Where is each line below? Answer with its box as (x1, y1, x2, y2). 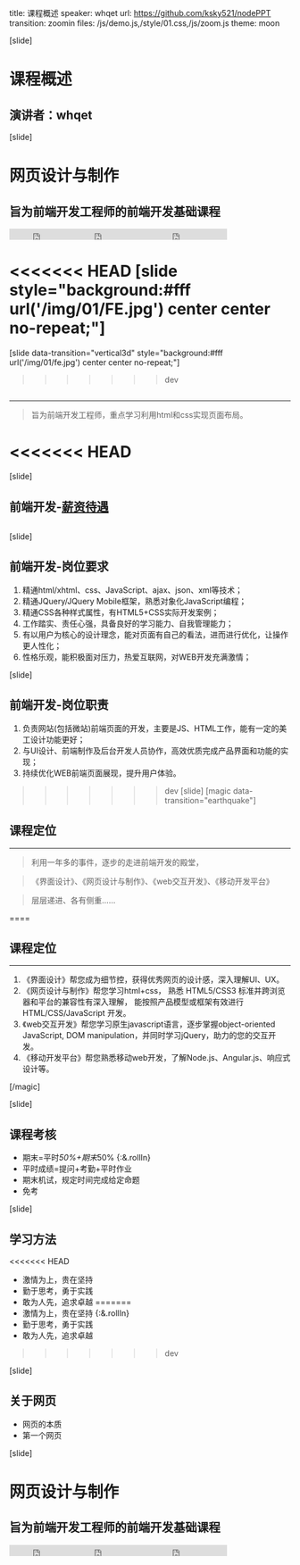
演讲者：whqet (9, 107, 93, 122)
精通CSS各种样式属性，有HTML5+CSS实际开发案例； (21, 606, 220, 618)
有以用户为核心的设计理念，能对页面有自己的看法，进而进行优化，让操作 (21, 628, 288, 640)
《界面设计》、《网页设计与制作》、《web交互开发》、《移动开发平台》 (30, 876, 274, 887)
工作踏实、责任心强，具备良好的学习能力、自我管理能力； (21, 618, 234, 628)
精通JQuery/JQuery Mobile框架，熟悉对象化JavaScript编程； (21, 595, 247, 606)
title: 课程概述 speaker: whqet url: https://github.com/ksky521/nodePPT (9, 8, 271, 18)
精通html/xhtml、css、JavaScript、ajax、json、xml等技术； (21, 584, 244, 595)
